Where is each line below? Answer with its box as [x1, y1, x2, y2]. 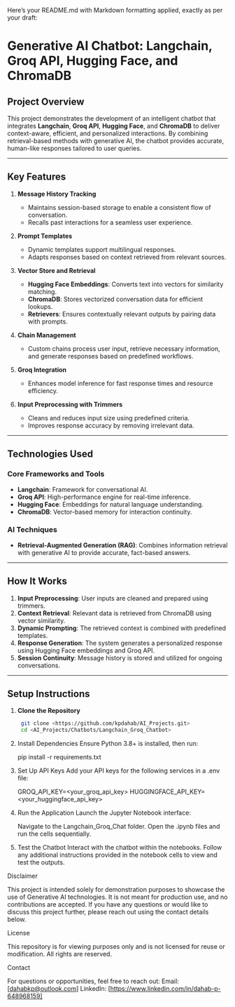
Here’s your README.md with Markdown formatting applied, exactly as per [7, 6, 223, 14]
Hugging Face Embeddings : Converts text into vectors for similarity [27, 280, 224, 288]
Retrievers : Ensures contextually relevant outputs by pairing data [27, 309, 216, 318]
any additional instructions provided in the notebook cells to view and [17, 851, 218, 859]
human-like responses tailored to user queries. [7, 144, 142, 152]
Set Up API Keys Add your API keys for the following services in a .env [17, 766, 220, 775]
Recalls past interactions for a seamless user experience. [27, 218, 193, 227]
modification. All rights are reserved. [7, 950, 113, 959]
